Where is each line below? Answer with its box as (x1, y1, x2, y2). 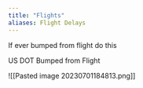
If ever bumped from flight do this (8, 40, 117, 49)
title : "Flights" (8, 11, 65, 20)
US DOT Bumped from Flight (8, 56, 101, 65)
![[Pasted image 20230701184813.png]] (8, 71, 136, 80)
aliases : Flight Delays (8, 19, 86, 27)
